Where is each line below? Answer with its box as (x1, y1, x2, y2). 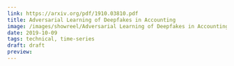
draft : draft (7, 42, 45, 49)
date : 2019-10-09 (7, 29, 58, 36)
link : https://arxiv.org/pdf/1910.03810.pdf (7, 10, 139, 17)
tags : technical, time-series (7, 36, 95, 43)
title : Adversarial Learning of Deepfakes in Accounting (7, 16, 176, 23)
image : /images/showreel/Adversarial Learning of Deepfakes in (7, 23, 195, 30)
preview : (7, 49, 33, 56)
